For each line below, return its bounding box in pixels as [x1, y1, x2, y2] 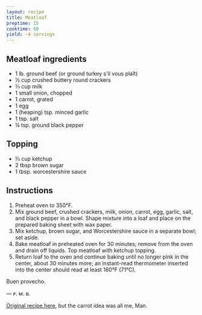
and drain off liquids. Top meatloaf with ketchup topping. [14, 247, 156, 254]
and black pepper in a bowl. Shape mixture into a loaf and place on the [14, 214, 191, 222]
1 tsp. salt [14, 114, 39, 122]
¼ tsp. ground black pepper [14, 121, 84, 128]
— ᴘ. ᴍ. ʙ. [6, 290, 31, 297]
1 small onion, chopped [14, 89, 72, 96]
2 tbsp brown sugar [14, 161, 65, 168]
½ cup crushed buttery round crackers [14, 76, 112, 84]
